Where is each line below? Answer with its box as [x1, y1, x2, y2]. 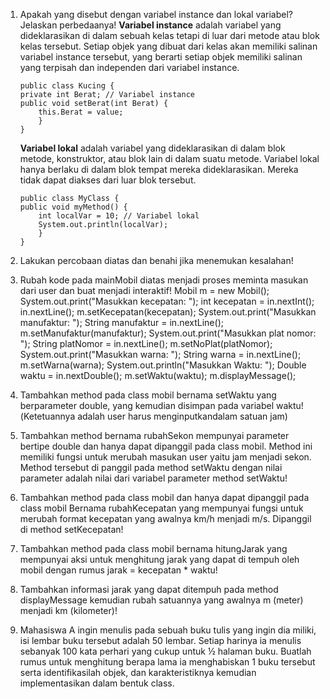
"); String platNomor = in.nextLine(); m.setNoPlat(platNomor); [19, 338, 273, 349]
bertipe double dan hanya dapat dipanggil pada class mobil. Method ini [19, 440, 313, 452]
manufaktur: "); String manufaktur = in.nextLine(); [19, 317, 224, 328]
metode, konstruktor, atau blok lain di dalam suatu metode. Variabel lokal [19, 153, 320, 164]
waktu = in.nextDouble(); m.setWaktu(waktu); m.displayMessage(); [19, 370, 297, 381]
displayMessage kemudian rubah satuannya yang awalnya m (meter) [19, 594, 304, 606]
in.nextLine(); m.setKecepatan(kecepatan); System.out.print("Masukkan [19, 306, 317, 318]
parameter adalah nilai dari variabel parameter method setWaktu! [19, 472, 288, 484]
